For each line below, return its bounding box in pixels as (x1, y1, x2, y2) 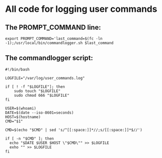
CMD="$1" (5, 118, 23, 124)
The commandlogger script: (5, 54, 93, 62)
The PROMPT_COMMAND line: (5, 23, 101, 32)
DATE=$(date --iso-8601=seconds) (5, 110, 74, 115)
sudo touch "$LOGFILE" (14, 88, 61, 93)
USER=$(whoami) (5, 106, 37, 111)
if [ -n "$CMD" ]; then (5, 136, 54, 141)
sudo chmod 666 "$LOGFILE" (14, 93, 70, 98)
